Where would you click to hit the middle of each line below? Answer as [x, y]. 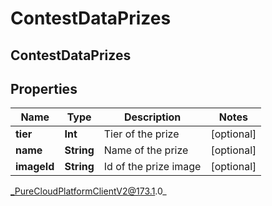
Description [152, 117]
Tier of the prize [141, 134]
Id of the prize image [152, 167]
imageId [35, 167]
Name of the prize [146, 150]
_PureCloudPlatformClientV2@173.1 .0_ [88, 191]
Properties [44, 88]
